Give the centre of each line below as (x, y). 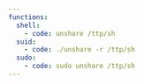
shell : (28, 25)
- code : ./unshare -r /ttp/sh (80, 50)
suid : (27, 42)
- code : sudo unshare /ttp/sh (80, 66)
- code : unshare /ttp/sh (70, 33)
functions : (28, 17)
